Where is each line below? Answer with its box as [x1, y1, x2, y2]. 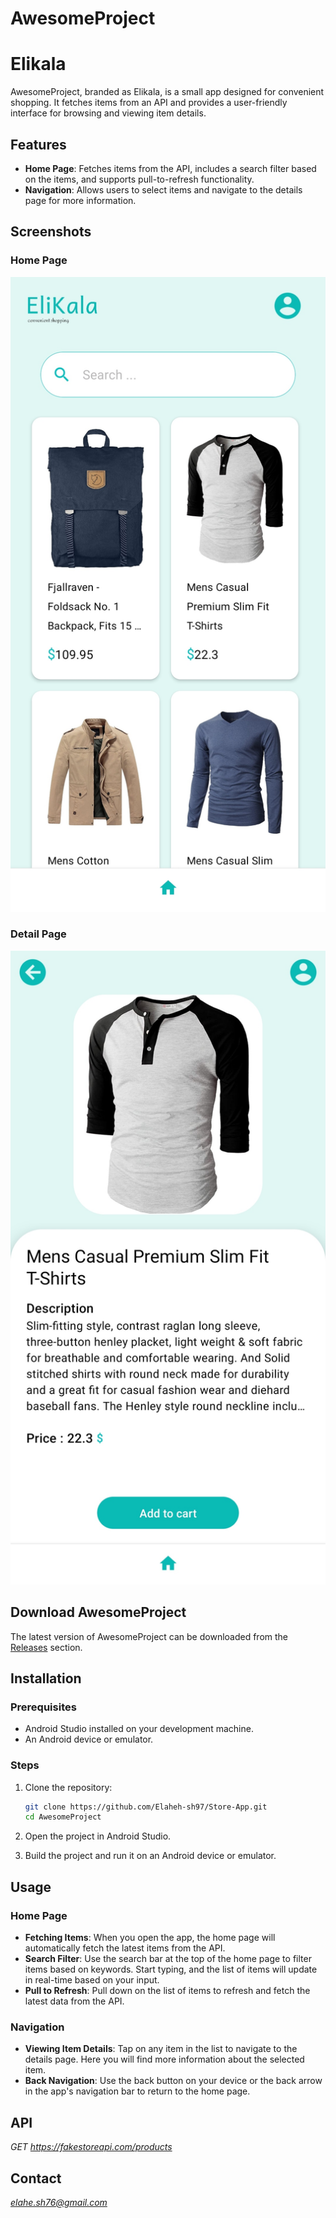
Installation [10, 1670, 82, 1687]
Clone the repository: [24, 1781, 113, 1793]
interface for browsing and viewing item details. [10, 107, 207, 119]
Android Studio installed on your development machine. [24, 1723, 254, 1735]
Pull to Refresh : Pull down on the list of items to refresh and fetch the [24, 1985, 311, 1997]
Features [10, 136, 67, 153]
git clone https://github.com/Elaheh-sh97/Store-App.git [24, 1802, 268, 1812]
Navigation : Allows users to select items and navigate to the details [24, 183, 303, 196]
